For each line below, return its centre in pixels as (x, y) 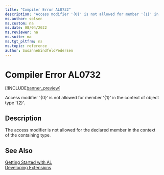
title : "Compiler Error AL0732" (38, 10)
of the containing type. (28, 135)
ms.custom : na (20, 23)
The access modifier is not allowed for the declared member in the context (80, 130)
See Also (19, 150)
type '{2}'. (15, 103)
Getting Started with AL (29, 162)
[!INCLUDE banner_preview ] (33, 88)
